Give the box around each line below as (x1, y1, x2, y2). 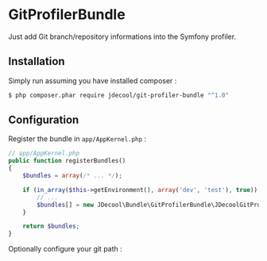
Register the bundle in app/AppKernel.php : (8, 134, 147, 144)
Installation (8, 55, 65, 68)
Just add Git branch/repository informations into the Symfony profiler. (8, 32, 237, 41)
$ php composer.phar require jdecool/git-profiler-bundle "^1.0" (8, 91, 229, 99)
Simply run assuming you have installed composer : (8, 75, 177, 85)
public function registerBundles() (8, 157, 126, 165)
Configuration (8, 113, 79, 127)
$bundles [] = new (37, 201, 94, 209)
